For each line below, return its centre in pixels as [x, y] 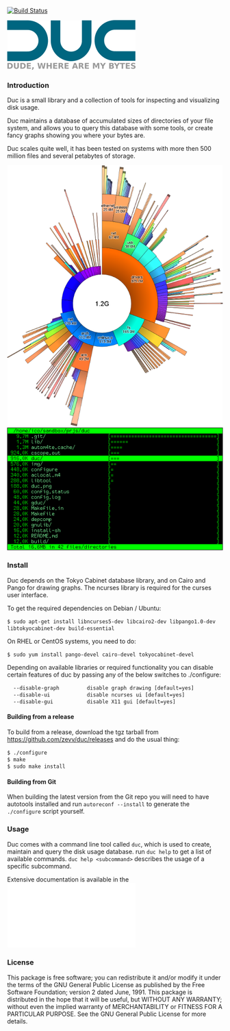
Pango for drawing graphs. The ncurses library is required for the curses [110, 587]
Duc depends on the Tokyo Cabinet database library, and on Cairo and [106, 580]
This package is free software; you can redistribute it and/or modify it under [114, 978]
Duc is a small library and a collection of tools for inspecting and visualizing [113, 100]
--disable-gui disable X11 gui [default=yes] [94, 702]
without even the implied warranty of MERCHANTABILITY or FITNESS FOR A [115, 1006]
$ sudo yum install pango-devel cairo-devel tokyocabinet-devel [101, 655]
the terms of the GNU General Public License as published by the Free [106, 984]
